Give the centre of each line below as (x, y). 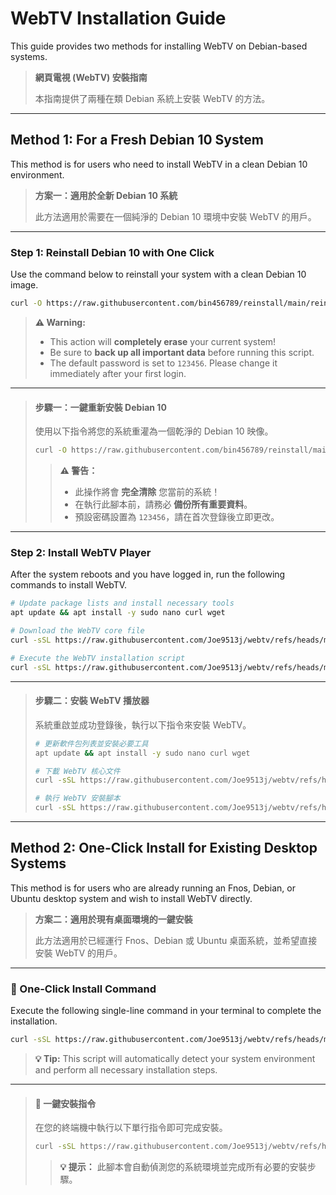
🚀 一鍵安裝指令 (65, 1103)
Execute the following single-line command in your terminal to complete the (166, 1011)
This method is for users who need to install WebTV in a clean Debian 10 (159, 164)
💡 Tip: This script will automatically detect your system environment (175, 1058)
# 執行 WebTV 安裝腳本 (77, 798)
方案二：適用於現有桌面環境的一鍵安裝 (113, 919)
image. (24, 285)
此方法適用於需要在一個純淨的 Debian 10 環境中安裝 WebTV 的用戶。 (175, 216)
